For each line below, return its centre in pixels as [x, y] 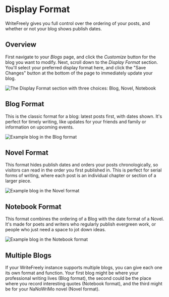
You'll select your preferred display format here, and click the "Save [76, 67]
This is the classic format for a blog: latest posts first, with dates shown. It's [84, 116]
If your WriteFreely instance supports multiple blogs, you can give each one [84, 267]
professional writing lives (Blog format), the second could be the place [78, 278]
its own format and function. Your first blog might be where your [72, 273]
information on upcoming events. [40, 127]
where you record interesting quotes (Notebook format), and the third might [84, 284]
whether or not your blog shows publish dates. [54, 28]
